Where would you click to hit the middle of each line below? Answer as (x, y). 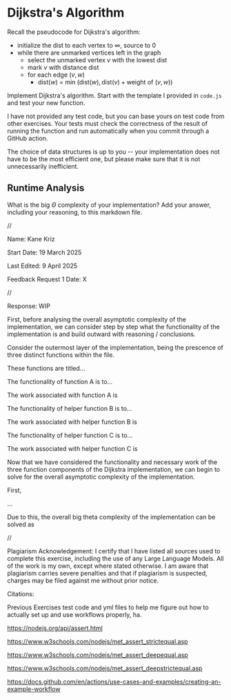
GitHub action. (28, 138)
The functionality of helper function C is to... (70, 435)
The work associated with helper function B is (72, 422)
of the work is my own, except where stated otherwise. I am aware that (108, 566)
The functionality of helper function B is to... (70, 408)
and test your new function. (46, 102)
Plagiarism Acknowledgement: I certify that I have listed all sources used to (114, 551)
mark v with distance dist (63, 67)
